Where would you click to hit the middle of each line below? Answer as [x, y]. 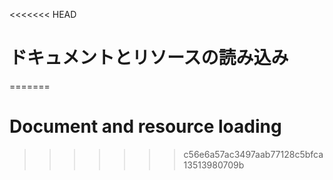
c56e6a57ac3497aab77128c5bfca [253, 154]
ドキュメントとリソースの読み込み [149, 58]
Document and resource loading [145, 126]
